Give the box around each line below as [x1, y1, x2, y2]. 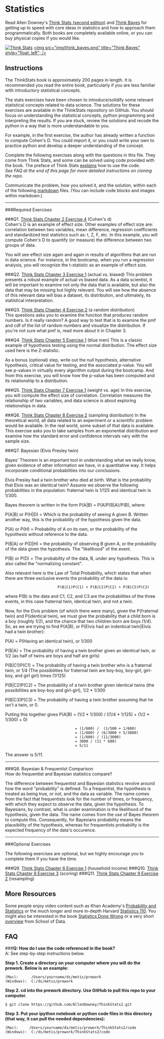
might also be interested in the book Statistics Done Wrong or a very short [5, 913, 154, 919]
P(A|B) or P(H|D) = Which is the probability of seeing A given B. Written [5, 511, 148, 517]
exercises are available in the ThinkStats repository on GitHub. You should [5, 107, 154, 113]
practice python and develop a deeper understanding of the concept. [5, 143, 144, 148]
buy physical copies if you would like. [5, 35, 81, 41]
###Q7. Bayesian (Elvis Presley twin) [5, 447, 79, 453]
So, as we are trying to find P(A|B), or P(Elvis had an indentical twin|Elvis [5, 623, 151, 629]
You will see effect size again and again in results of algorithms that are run [5, 252, 156, 257]
